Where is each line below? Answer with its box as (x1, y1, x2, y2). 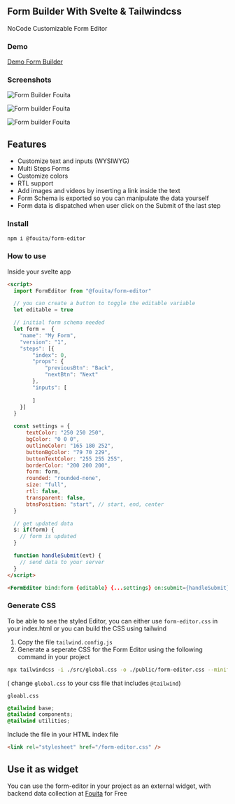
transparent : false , (25, 494, 86, 501)
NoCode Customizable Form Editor (7, 24, 108, 32)
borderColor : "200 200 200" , (25, 462, 111, 469)
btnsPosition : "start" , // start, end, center (25, 500, 164, 508)
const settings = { (13, 423, 71, 430)
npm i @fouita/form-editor (7, 234, 86, 242)
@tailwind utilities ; (7, 717, 71, 725)
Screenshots (7, 75, 52, 85)
